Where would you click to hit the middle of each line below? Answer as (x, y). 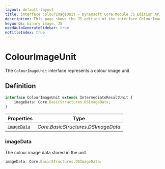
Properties (20, 119)
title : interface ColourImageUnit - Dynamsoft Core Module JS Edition (79, 14)
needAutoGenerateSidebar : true (37, 28)
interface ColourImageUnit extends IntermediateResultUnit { (69, 97)
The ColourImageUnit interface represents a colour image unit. (68, 70)
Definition (20, 86)
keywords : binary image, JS (34, 23)
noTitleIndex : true (25, 33)
